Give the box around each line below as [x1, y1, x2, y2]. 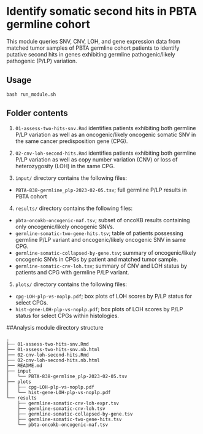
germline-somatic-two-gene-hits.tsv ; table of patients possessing [15, 229, 184, 237]
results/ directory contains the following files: [15, 204, 133, 212]
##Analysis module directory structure [6, 324, 104, 331]
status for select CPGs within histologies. [15, 312, 120, 319]
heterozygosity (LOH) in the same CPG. [15, 162, 115, 169]
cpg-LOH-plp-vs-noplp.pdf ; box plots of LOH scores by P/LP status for [15, 292, 192, 300]
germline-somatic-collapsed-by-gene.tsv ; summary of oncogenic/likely [15, 249, 197, 256]
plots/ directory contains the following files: [15, 281, 128, 288]
